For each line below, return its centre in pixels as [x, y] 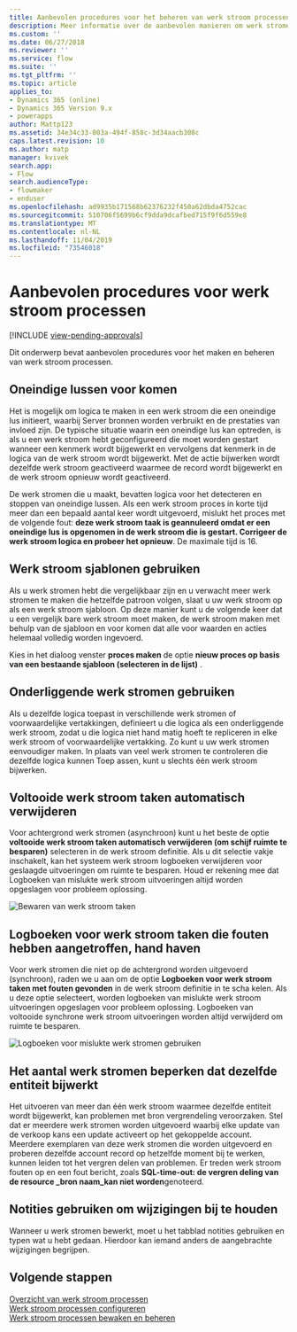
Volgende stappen [61, 1277]
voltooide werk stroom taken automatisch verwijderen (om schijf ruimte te [148, 842]
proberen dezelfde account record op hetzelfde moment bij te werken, [137, 1153]
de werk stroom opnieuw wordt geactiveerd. [90, 477]
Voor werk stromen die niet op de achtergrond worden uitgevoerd [129, 970]
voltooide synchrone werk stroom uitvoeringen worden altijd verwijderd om [146, 1017]
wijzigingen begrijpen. [49, 1250]
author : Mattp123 [41, 125]
